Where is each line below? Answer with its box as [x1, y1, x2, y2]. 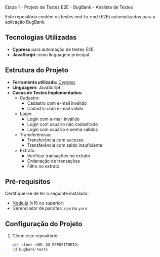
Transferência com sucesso [27, 137, 84, 143]
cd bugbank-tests [12, 247, 48, 252]
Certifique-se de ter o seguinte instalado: [5, 190, 89, 197]
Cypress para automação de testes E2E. [12, 46, 95, 52]
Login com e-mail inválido [27, 116, 80, 122]
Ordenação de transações [27, 158, 80, 164]
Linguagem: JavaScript [12, 84, 61, 90]
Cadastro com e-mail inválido [27, 100, 87, 106]
